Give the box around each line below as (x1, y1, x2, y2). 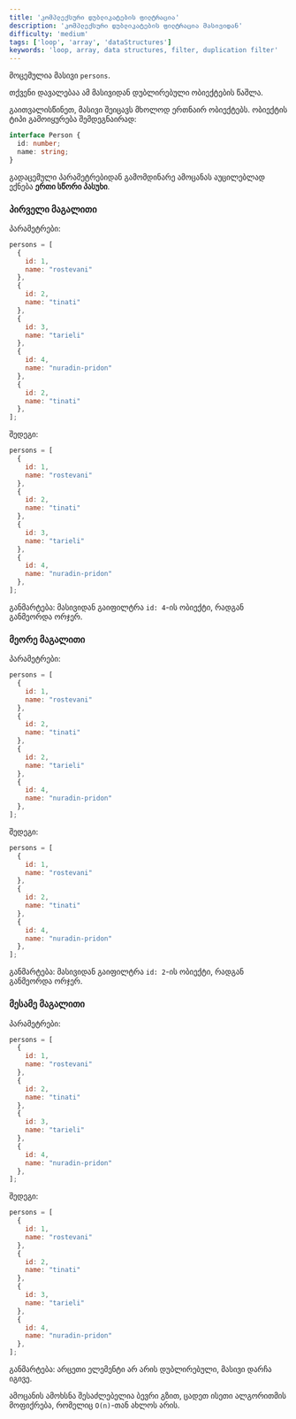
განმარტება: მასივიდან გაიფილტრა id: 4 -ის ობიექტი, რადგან (9, 602, 245, 612)
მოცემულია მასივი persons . (9, 70, 110, 81)
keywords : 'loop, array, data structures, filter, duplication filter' (9, 46, 278, 55)
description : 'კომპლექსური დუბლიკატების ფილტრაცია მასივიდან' (9, 21, 243, 30)
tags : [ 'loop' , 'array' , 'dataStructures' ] (9, 37, 172, 47)
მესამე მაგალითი (9, 998, 86, 1010)
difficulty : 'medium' (9, 29, 89, 38)
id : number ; (17, 139, 62, 148)
